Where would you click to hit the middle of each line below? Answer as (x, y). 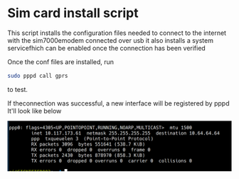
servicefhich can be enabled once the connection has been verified (107, 48)
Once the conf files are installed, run (61, 61)
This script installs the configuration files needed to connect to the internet (117, 33)
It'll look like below (34, 111)
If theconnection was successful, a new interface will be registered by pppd (118, 103)
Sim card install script (73, 13)
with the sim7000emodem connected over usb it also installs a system (110, 40)
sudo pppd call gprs (38, 76)
